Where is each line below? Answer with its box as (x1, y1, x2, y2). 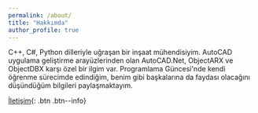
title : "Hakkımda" (8, 19, 68, 27)
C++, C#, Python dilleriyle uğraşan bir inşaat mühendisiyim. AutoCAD (8, 48, 233, 57)
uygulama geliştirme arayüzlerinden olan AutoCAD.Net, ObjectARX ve (8, 56, 234, 65)
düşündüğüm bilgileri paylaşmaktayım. (8, 81, 133, 90)
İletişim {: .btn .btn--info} (8, 96, 87, 106)
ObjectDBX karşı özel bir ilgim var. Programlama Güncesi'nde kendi (8, 64, 226, 74)
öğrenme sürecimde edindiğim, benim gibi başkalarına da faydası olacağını (8, 72, 250, 82)
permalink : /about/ (8, 11, 72, 20)
